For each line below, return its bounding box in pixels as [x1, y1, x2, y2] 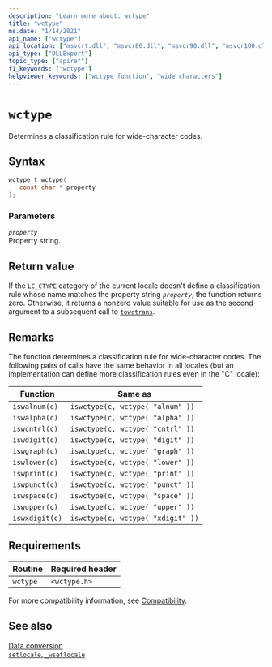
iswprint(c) [12, 468, 59, 478]
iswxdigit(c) [12, 513, 63, 523]
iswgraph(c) [12, 446, 59, 455]
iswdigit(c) [12, 435, 59, 445]
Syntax [8, 154, 45, 168]
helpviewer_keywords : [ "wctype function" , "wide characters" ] [8, 72, 223, 80]
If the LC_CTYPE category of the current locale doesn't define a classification [8, 281, 261, 290]
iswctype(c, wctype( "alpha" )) [70, 413, 195, 422]
